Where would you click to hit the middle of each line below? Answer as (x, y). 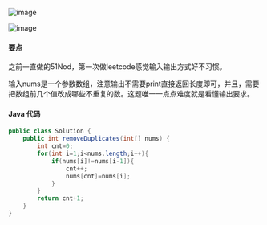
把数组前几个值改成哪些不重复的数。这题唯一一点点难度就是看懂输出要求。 (131, 94)
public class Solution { (50, 131)
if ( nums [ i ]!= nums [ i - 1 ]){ (93, 161)
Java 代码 (24, 113)
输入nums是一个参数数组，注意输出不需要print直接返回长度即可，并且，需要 (134, 84)
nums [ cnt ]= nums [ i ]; (98, 176)
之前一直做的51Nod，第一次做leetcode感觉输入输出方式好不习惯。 (117, 67)
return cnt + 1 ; (61, 198)
